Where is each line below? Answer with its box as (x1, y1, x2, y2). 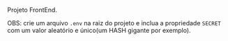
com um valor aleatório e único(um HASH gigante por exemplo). (7, 27, 191, 34)
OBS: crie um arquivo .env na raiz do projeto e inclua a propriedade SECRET (7, 19, 221, 27)
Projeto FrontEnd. (7, 6, 58, 14)
